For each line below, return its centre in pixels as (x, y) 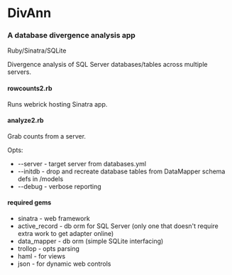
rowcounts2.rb (30, 88)
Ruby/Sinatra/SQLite (37, 50)
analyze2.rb (26, 120)
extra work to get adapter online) (66, 234)
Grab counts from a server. (47, 136)
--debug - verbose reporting (59, 186)
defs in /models (40, 178)
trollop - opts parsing (49, 249)
